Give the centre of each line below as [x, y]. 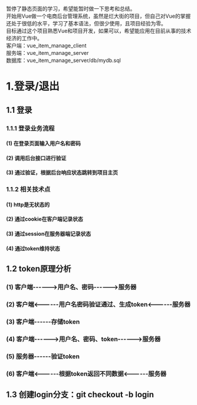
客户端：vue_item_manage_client [46, 45]
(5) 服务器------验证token [43, 356]
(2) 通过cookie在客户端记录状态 [45, 219]
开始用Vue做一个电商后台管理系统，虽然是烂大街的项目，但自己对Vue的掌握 [98, 16]
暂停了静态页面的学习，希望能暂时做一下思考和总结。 [71, 9]
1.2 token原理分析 [39, 268]
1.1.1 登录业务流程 [30, 128]
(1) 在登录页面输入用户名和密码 [43, 143]
